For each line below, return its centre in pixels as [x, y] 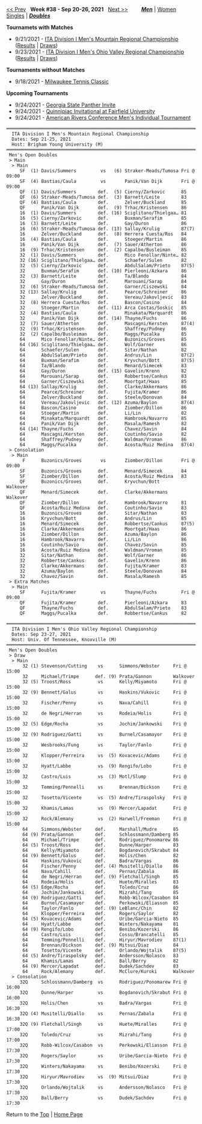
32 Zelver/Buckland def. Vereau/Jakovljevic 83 [103, 297]
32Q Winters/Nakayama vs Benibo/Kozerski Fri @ [103, 1066]
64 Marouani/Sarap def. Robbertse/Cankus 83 [103, 376]
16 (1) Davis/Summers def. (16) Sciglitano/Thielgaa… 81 [103, 213]
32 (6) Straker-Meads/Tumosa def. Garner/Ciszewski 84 [103, 287]
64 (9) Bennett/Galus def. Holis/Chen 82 [100, 855]
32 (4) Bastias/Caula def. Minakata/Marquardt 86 [103, 313]
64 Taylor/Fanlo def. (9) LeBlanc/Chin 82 [100, 908]
